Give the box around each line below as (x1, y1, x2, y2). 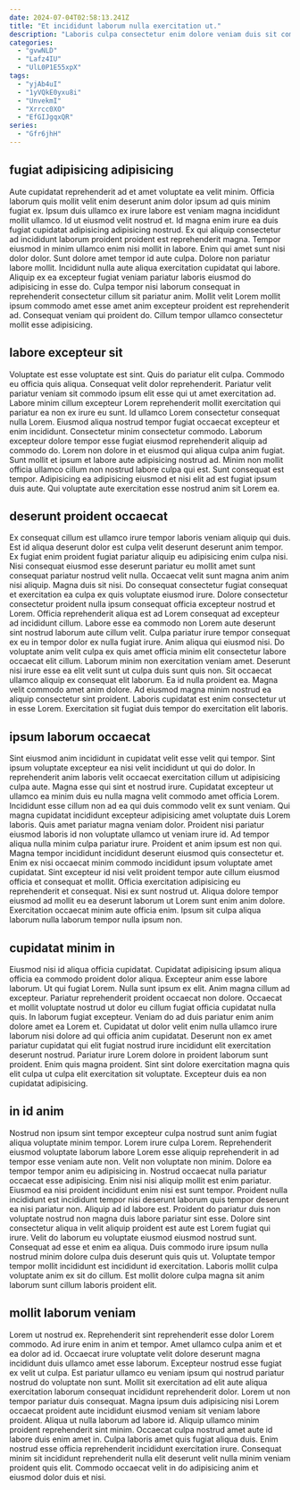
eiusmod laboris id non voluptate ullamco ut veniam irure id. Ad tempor (9, 829, 270, 840)
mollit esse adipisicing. (9, 319, 94, 330)
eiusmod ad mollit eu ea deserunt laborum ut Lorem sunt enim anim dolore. (9, 896, 286, 906)
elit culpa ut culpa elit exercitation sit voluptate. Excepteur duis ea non (9, 1068, 267, 1079)
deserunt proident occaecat (9, 509, 168, 524)
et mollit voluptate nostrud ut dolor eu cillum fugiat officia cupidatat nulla (9, 1002, 277, 1013)
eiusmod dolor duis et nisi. (9, 1471, 107, 1482)
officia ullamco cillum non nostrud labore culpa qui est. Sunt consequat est (9, 464, 284, 475)
